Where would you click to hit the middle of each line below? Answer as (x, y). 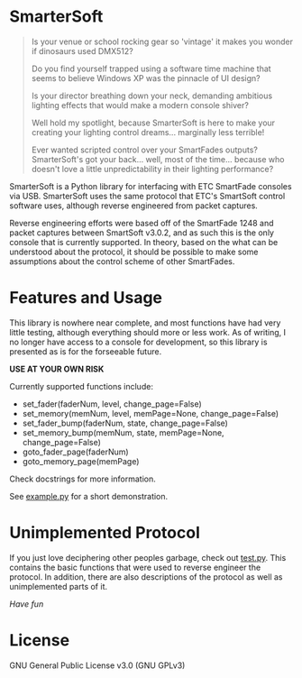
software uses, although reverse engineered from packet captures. (134, 206)
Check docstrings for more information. (82, 479)
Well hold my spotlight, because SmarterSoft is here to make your (153, 123)
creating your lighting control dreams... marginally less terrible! (148, 132)
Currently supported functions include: (81, 386)
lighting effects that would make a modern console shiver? (140, 105)
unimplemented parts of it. (59, 586)
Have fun (27, 604)
